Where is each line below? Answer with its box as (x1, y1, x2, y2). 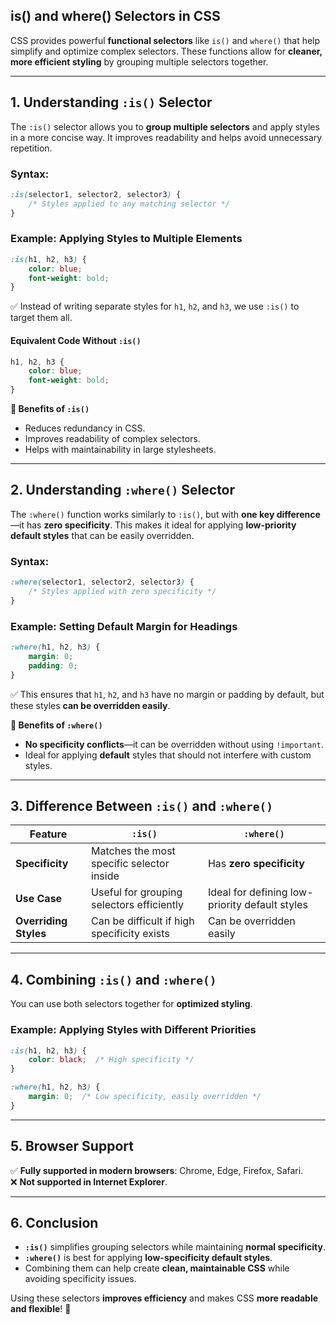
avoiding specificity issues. (24, 1273, 137, 1285)
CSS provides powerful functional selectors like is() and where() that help (10, 34, 321, 46)
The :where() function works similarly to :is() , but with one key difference (10, 508, 321, 520)
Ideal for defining (207, 885, 288, 899)
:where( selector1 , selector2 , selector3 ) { (10, 577, 195, 588)
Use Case (15, 892, 63, 906)
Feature (29, 827, 68, 841)
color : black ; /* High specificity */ (28, 1055, 195, 1065)
